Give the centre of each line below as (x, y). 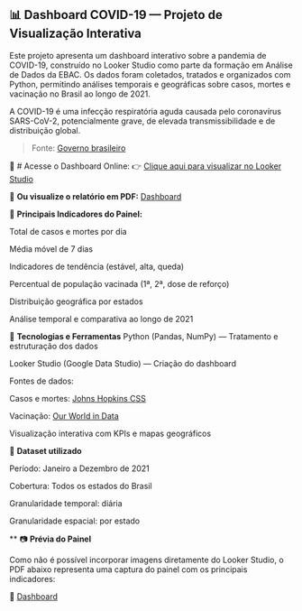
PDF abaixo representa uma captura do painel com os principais (128, 569)
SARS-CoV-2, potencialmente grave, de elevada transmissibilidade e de (142, 121)
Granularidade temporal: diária (66, 503)
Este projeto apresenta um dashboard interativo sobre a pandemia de (138, 55)
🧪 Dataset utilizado (46, 450)
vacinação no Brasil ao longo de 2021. (80, 94)
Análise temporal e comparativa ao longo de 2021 (101, 319)
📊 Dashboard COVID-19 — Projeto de (116, 15)
